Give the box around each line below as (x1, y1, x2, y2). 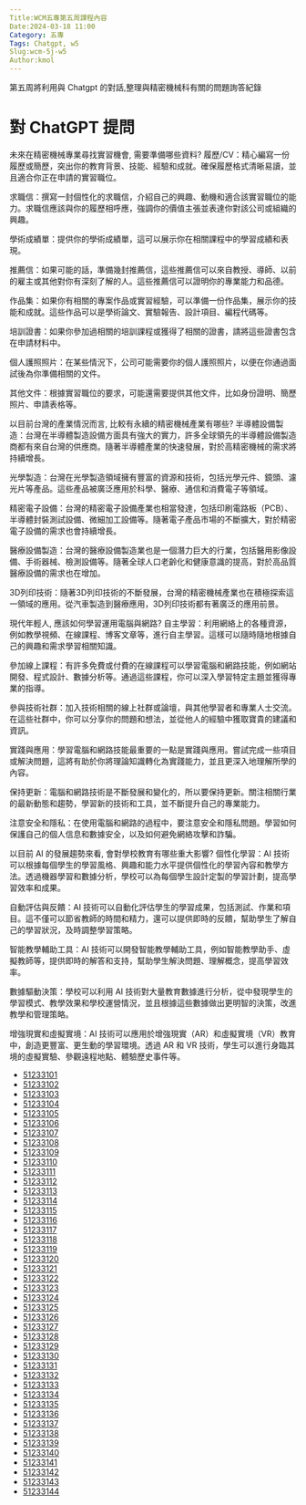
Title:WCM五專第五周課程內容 (9, 13, 107, 23)
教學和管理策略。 (9, 1009, 74, 1020)
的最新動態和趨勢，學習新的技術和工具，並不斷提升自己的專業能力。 (9, 797, 265, 808)
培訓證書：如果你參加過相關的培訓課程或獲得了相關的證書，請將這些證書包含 (9, 326, 297, 337)
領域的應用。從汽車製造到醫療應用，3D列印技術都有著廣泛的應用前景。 (16, 598, 284, 609)
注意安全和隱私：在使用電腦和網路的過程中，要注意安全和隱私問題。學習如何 (9, 817, 297, 828)
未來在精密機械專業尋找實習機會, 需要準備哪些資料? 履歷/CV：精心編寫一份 (9, 149, 290, 160)
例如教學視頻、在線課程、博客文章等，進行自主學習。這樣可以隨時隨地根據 (9, 628, 289, 639)
